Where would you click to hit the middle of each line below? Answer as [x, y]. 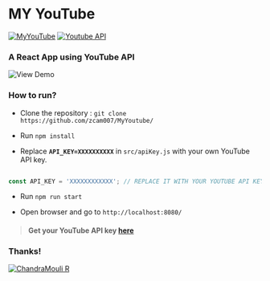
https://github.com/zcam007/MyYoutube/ [87, 120]
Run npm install [47, 135]
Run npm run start [51, 197]
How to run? [33, 96]
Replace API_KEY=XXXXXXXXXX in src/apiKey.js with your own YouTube [135, 151]
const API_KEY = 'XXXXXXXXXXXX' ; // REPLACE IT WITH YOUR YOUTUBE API [129, 181]
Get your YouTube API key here [81, 230]
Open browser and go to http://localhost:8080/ [101, 212]
